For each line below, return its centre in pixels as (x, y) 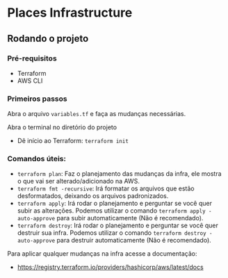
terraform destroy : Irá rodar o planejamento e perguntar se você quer (118, 226)
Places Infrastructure (70, 13)
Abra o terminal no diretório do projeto (62, 127)
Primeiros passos (37, 99)
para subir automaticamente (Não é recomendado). (130, 218)
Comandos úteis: (36, 159)
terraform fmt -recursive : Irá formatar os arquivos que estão (106, 188)
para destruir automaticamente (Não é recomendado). (134, 240)
